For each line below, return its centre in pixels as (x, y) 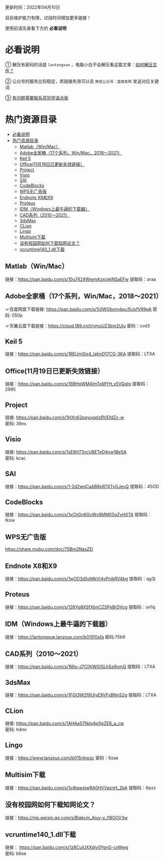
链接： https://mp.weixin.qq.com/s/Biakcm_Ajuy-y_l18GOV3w (67, 818)
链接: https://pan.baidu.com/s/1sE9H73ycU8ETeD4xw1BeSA (66, 452)
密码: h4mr (16, 730)
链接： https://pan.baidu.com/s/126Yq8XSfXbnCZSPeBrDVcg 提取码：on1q (80, 607)
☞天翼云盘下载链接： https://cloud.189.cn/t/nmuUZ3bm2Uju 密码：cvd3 (78, 326)
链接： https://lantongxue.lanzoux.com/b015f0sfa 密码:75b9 (65, 637)
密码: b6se (16, 854)
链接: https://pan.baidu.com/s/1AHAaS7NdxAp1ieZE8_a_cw (65, 723)
